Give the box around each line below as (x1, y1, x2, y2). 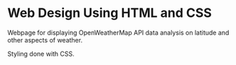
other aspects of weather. (7, 35, 83, 44)
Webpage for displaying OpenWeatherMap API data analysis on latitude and (7, 28, 230, 37)
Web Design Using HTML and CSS (7, 5, 212, 21)
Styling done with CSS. (7, 49, 75, 58)
